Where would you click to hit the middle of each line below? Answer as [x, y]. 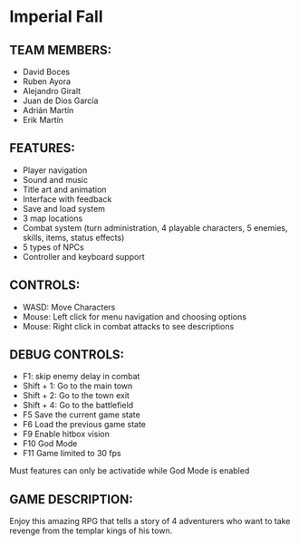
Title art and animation [64, 189]
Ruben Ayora [46, 81]
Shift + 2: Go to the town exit [76, 396]
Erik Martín [43, 120]
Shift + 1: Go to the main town [77, 386]
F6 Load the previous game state [84, 425]
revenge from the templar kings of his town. [91, 531]
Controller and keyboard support [83, 256]
